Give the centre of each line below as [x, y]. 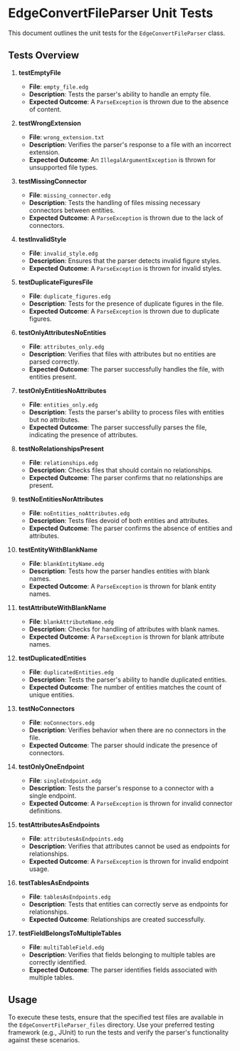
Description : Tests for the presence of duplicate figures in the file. [126, 303]
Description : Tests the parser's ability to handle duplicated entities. [128, 679]
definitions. [46, 811]
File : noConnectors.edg [62, 722]
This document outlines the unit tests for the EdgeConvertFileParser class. [117, 33]
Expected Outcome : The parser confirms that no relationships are [126, 477]
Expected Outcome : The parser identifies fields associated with [123, 970]
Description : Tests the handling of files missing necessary [115, 202]
